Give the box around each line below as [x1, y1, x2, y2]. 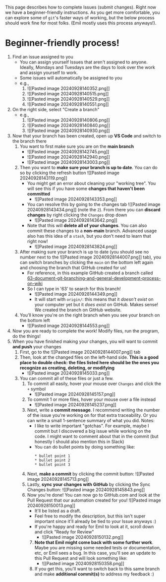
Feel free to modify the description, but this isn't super [34, 513, 146, 519]
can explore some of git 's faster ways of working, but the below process [5, 15, 155, 20]
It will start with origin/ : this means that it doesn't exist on [34, 296, 154, 302]
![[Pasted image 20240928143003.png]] [27, 159, 110, 165]
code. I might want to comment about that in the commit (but [34, 433, 159, 439]
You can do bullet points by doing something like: [34, 444, 135, 450]
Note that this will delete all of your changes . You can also [27, 222, 147, 228]
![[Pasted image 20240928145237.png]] [34, 401, 116, 407]
